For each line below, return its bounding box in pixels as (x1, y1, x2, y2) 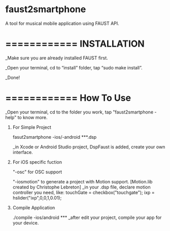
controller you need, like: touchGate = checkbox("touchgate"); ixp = (12, 189, 155, 196)
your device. (12, 219, 39, 226)
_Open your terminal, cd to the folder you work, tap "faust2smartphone (5, 109, 154, 115)
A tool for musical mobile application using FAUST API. (5, 20, 119, 26)
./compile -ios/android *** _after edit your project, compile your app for (12, 214, 162, 220)
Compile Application (12, 204, 55, 211)
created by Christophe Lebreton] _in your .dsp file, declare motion (12, 184, 151, 190)
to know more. (17, 114, 48, 120)
